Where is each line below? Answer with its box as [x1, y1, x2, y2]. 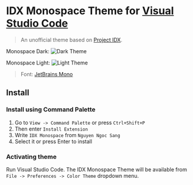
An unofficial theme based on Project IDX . [20, 36, 123, 43]
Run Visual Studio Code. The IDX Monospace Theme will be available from [6, 165, 187, 173]
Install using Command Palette [6, 105, 96, 113]
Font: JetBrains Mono [20, 70, 73, 77]
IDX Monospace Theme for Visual [6, 4, 174, 18]
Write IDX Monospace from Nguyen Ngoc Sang [14, 131, 120, 138]
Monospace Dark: [6, 47, 50, 54]
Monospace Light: [6, 59, 50, 66]
